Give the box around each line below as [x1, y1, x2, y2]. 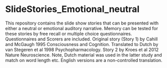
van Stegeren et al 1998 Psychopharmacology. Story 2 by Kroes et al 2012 [5, 46, 159, 52]
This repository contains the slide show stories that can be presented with [5, 20, 159, 26]
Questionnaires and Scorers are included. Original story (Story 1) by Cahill [5, 36, 158, 42]
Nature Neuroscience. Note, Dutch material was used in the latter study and [5, 51, 162, 58]
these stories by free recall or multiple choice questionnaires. [5, 30, 132, 36]
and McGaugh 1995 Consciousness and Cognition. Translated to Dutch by [5, 41, 158, 47]
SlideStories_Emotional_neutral [5, 3, 140, 15]
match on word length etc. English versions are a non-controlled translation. [5, 57, 162, 63]
